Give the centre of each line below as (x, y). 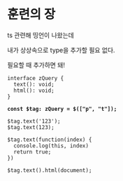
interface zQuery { (36, 78)
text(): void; (34, 84)
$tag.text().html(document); (50, 170)
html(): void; (34, 90)
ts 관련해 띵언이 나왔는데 (41, 35)
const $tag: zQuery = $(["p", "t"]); (62, 109)
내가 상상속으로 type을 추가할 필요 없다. (61, 50)
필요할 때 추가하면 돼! (36, 65)
